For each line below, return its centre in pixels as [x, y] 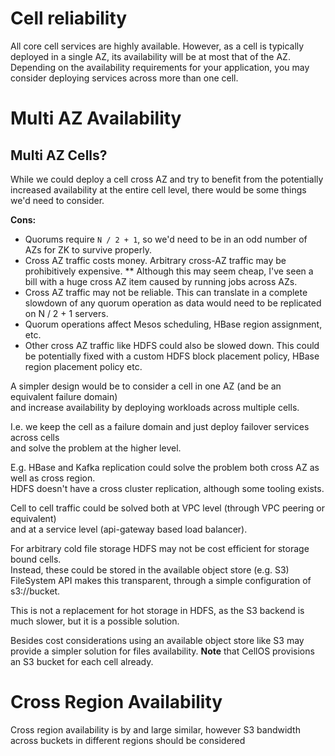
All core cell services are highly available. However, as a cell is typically [157, 46]
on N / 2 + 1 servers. [66, 313]
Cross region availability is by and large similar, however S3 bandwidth [155, 729]
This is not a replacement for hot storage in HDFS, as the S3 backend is [157, 610]
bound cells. [36, 559]
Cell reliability [69, 18]
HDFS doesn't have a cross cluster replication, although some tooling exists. [167, 488]
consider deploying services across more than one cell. [124, 78]
